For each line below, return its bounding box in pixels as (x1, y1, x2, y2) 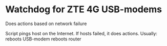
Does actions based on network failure (5, 20, 87, 27)
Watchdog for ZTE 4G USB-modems (5, 4, 162, 15)
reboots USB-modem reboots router (5, 36, 81, 42)
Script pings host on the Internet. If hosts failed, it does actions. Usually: (5, 30, 158, 36)
